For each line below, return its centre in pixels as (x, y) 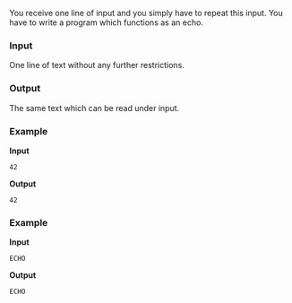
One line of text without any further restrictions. (97, 65)
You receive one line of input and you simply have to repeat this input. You (146, 13)
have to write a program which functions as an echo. (107, 22)
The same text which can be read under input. (94, 108)
